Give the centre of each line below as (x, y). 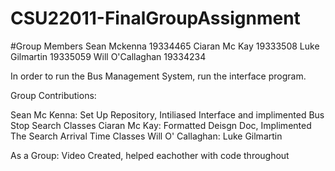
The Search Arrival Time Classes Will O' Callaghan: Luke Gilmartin (146, 136)
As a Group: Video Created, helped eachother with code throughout (150, 155)
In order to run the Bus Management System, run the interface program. (158, 76)
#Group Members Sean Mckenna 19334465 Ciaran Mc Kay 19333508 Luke (165, 46)
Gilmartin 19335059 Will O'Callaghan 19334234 (108, 56)
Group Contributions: (53, 95)
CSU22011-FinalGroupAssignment (155, 18)
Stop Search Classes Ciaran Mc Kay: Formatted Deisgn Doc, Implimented (161, 125)
